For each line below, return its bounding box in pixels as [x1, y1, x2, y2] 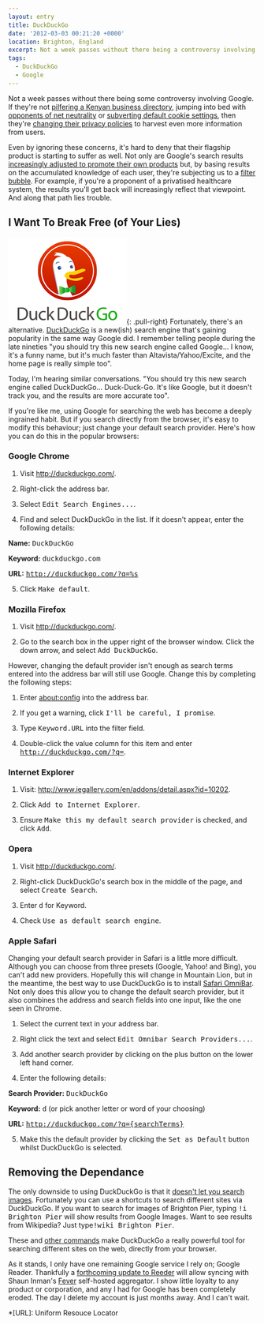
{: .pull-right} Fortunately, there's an [126, 317, 243, 326]
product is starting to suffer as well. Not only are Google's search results [8, 151, 244, 160]
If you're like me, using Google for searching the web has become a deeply [8, 406, 252, 415]
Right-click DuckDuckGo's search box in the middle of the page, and [19, 876, 243, 886]
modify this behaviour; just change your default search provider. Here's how [8, 422, 256, 432]
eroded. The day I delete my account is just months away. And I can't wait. [8, 1292, 251, 1302]
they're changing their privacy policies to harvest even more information [8, 118, 243, 128]
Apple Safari [8, 936, 57, 947]
